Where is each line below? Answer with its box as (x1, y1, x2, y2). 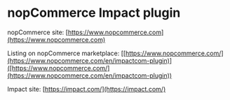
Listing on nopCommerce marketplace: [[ (7, 49, 126, 57)
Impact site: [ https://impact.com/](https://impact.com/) (7, 85, 166, 93)
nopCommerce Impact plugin (7, 5, 181, 21)
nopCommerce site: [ (7, 28, 69, 36)
